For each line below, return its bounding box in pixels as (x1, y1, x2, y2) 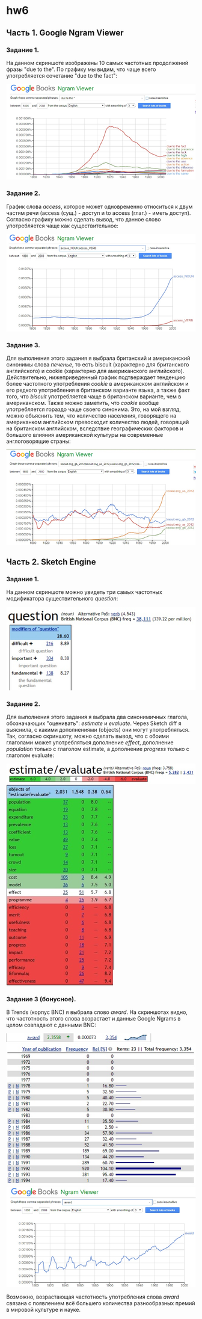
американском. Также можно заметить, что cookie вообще (6, 399, 159, 406)
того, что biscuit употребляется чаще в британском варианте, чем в (6, 392, 182, 400)
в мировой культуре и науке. (6, 1306, 81, 1314)
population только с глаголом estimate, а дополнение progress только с (6, 746, 189, 753)
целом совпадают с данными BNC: (6, 1021, 96, 1029)
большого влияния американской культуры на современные (6, 431, 164, 438)
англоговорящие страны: (6, 437, 71, 445)
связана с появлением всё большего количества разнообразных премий (6, 1300, 195, 1307)
